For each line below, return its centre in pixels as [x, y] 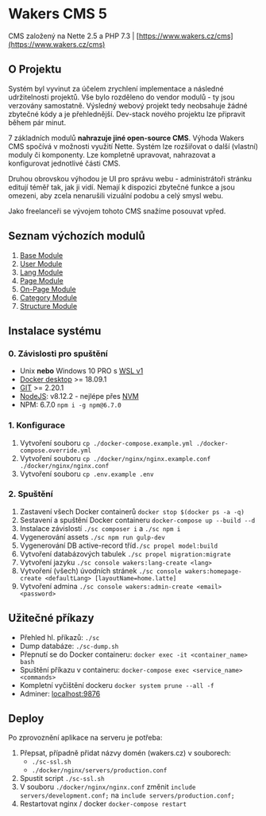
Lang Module [41, 272]
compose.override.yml [55, 451]
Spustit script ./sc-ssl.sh [62, 779]
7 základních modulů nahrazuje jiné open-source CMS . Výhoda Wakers [126, 138]
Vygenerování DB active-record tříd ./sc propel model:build [119, 545]
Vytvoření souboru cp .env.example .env [87, 474]
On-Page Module [48, 289]
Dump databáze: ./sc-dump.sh [69, 646]
